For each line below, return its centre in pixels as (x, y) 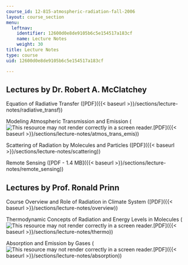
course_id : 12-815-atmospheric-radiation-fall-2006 (70, 11)
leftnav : (22, 28)
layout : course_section (35, 17)
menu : (13, 22)
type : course (22, 55)
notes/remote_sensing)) (35, 169)
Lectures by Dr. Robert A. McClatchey (76, 90)
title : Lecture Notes (33, 50)
